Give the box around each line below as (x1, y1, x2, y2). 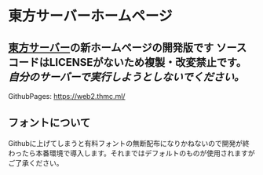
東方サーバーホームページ (8, 7, 173, 25)
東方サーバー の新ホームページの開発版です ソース (8, 41, 247, 54)
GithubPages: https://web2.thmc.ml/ (8, 92, 126, 100)
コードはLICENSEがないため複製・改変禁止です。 (8, 56, 247, 69)
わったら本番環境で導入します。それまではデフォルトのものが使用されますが (8, 148, 255, 158)
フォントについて (8, 116, 91, 129)
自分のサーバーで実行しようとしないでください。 (8, 70, 245, 83)
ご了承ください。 (8, 158, 64, 167)
